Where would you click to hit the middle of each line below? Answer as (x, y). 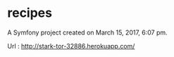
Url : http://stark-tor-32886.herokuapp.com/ (71, 46)
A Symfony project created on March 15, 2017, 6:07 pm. (87, 32)
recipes (30, 13)
